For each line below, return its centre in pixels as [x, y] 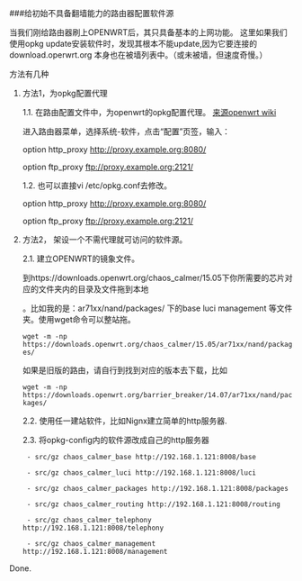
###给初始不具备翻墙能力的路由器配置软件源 [92, 13]
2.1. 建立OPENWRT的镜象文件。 [81, 259]
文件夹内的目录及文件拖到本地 [93, 289]
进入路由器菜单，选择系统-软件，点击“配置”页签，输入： [126, 132]
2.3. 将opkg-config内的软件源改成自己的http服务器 [115, 440]
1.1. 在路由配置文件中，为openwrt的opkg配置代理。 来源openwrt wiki [149, 112]
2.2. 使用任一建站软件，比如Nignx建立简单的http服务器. [124, 421]
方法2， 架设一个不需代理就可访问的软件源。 [105, 240]
